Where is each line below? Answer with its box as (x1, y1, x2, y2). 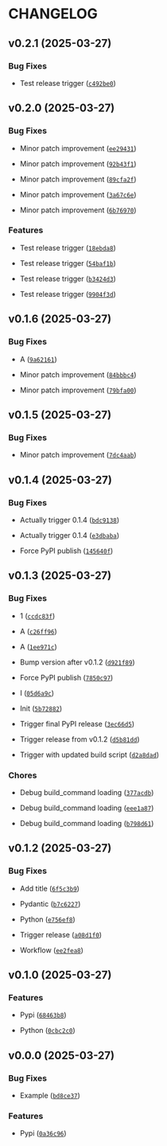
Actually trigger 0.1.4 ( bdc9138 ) (19, 515, 120, 524)
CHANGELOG (8, 5, 98, 23)
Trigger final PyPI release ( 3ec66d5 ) (19, 719, 135, 728)
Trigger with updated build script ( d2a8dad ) (19, 750, 160, 759)
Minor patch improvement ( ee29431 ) (19, 143, 137, 153)
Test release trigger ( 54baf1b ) (19, 258, 117, 267)
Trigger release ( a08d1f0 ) (19, 930, 102, 939)
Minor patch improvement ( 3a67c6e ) (19, 189, 137, 199)
